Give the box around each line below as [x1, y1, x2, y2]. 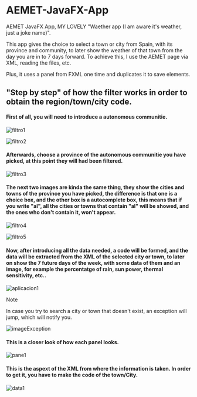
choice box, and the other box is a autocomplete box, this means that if [6, 196, 182, 203]
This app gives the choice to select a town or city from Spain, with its [6, 41, 173, 48]
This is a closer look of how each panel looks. [6, 338, 119, 345]
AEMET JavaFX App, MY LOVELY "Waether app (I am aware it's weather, [6, 23, 182, 30]
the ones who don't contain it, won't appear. [6, 209, 116, 216]
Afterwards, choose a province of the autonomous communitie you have [6, 151, 186, 159]
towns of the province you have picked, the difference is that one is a [6, 190, 178, 197]
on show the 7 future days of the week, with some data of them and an [6, 259, 181, 266]
